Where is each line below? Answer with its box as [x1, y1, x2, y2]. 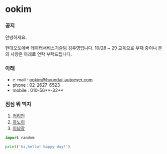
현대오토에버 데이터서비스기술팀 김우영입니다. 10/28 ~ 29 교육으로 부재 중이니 [5, 45, 157, 51]
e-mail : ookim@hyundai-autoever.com [12, 76, 93, 83]
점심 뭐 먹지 [5, 101, 31, 108]
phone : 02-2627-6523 [12, 82, 60, 88]
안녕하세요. [5, 34, 27, 40]
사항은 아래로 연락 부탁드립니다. [10, 51, 72, 57]
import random [5, 136, 35, 141]
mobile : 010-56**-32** [12, 87, 64, 93]
